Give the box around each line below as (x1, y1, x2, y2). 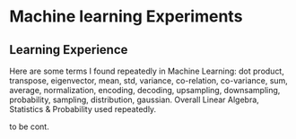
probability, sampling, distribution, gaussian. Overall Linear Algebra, (9, 94, 260, 105)
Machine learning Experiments (9, 6, 243, 27)
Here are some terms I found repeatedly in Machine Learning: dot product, (9, 65, 284, 76)
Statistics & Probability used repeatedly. (9, 104, 157, 114)
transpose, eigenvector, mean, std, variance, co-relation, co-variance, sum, (9, 75, 289, 86)
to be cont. (9, 121, 49, 132)
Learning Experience (9, 42, 128, 57)
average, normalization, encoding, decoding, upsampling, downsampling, (9, 85, 281, 95)
